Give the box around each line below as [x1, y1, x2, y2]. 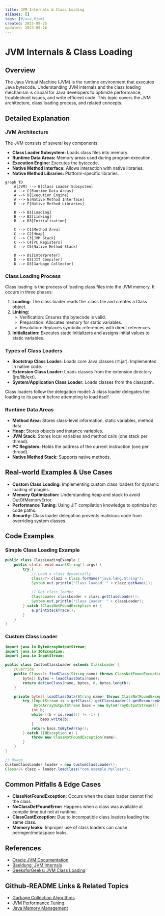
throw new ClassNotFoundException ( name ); [31, 735, 118, 740]
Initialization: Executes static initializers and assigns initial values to [12, 330, 150, 336]
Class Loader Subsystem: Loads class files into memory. [12, 149, 129, 155]
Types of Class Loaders [5, 347, 63, 354]
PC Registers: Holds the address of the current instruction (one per [12, 444, 149, 449]
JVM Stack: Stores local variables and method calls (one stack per [12, 433, 148, 439]
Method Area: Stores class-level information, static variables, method [12, 418, 154, 423]
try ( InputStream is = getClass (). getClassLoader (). [23, 699, 133, 704]
